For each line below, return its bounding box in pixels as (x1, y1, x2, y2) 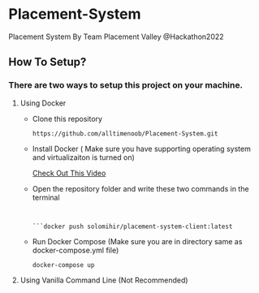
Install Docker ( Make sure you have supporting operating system (32, 144, 252, 153)
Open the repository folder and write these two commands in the (32, 183, 249, 193)
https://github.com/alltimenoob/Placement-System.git (32, 129, 218, 138)
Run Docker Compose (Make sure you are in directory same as (32, 236, 243, 246)
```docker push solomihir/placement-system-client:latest (32, 222, 233, 231)
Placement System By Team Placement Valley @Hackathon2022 (8, 32, 225, 41)
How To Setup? (8, 55, 87, 69)
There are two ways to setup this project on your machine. (8, 80, 244, 91)
